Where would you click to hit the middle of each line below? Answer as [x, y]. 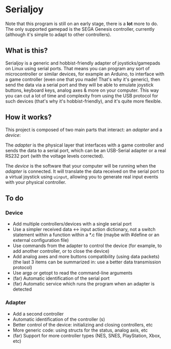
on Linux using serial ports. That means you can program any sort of [78, 68]
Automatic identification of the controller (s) [59, 319]
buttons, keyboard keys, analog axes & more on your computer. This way [82, 90]
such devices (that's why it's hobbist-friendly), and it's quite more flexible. [84, 101]
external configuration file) [41, 240]
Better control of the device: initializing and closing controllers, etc [83, 324]
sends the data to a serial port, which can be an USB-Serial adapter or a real [86, 150]
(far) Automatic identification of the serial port [61, 278]
